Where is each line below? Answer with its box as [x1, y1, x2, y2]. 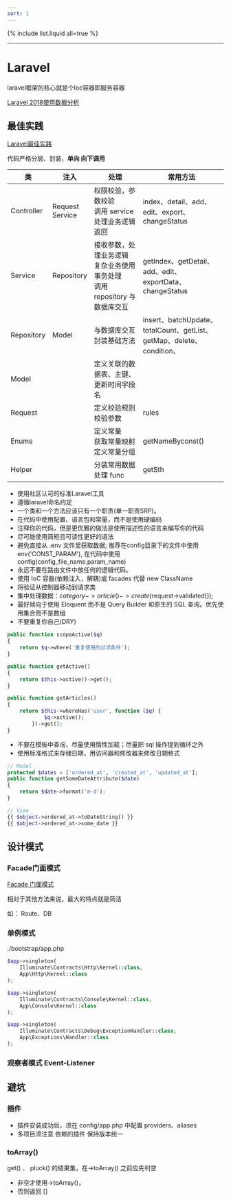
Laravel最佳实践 [7, 139, 52, 148]
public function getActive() [7, 663, 91, 670]
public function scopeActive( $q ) [7, 631, 103, 638]
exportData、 [142, 277, 186, 287]
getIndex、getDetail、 [142, 257, 214, 266]
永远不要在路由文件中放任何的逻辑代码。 [16, 566, 132, 574]
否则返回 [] [16, 1187, 48, 1195]
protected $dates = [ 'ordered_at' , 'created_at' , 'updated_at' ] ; [7, 769, 198, 776]
